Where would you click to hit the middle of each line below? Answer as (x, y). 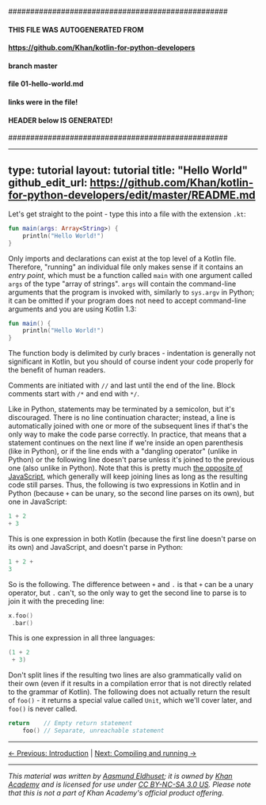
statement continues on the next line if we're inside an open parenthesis (126, 443)
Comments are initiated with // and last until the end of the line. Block (122, 385)
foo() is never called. (43, 709)
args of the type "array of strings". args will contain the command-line (122, 284)
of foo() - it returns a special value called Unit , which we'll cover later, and (130, 700)
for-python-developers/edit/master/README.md (132, 195)
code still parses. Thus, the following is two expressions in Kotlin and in (124, 485)
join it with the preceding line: (56, 601)
